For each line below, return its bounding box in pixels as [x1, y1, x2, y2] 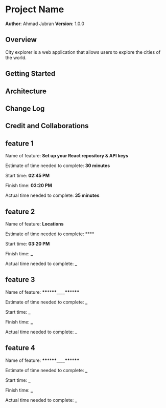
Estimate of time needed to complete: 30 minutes [5, 162, 110, 169]
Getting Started [5, 69, 56, 78]
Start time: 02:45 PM [5, 173, 50, 179]
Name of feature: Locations [5, 220, 64, 227]
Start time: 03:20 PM [5, 240, 50, 247]
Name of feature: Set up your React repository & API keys [5, 153, 129, 159]
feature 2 [5, 207, 35, 216]
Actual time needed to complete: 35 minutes [5, 192, 100, 198]
